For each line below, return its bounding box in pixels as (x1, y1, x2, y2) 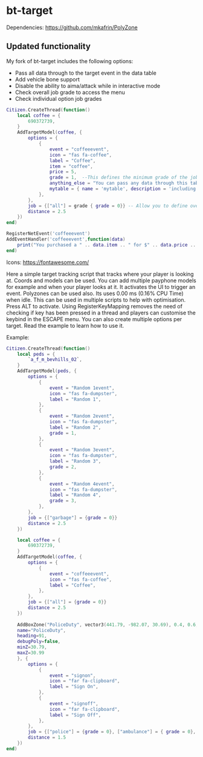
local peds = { (17, 351, 56, 357)
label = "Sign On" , (49, 684, 98, 690)
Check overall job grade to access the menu (14, 89, 125, 96)
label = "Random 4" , (49, 492, 101, 498)
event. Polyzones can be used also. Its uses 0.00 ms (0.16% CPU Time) (6, 290, 184, 297)
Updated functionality (6, 41, 91, 52)
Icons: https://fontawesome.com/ (6, 259, 89, 266)
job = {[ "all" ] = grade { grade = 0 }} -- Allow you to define (28, 203, 188, 209)
